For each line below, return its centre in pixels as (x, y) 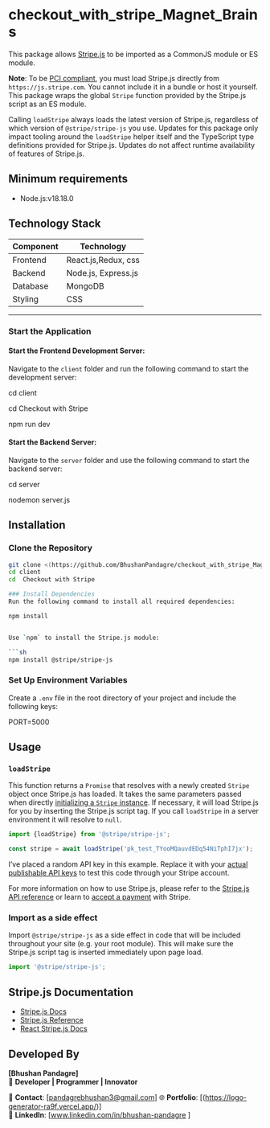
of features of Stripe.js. (47, 154)
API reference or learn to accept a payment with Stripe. (100, 897)
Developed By (44, 1054)
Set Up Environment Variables (68, 680)
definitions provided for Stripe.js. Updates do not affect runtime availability (132, 145)
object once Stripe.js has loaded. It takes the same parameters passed (125, 794)
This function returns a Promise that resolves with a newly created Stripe (129, 785)
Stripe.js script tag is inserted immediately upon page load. (106, 952)
